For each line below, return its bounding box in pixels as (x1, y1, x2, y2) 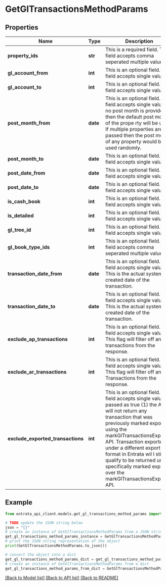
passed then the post (105, 132, 155, 139)
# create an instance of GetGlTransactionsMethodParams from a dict (5, 561, 149, 566)
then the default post (105, 114, 154, 120)
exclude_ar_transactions (7, 369, 67, 375)
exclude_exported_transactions (7, 435, 84, 442)
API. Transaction (105, 438, 144, 445)
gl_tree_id (7, 226, 31, 233)
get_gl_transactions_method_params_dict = (5, 557, 94, 562)
